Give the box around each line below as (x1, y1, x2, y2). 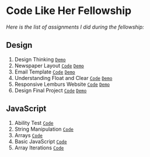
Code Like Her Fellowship (6, 4, 132, 18)
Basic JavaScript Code (14, 138, 67, 145)
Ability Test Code (14, 119, 54, 126)
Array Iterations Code (14, 144, 64, 151)
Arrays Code (14, 131, 43, 138)
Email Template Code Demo (14, 68, 76, 75)
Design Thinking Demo (14, 55, 66, 62)
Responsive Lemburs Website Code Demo (14, 81, 110, 88)
